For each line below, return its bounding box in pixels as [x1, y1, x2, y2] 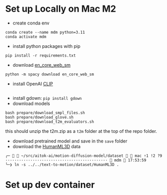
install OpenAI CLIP [12, 80, 53, 87]
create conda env [12, 20, 50, 26]
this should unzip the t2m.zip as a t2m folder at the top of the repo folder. [5, 128, 157, 134]
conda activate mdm [5, 34, 47, 39]
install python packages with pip [12, 43, 81, 49]
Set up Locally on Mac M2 [5, 3, 116, 15]
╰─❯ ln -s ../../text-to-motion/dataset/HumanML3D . [5, 162, 119, 167]
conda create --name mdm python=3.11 [5, 30, 85, 35]
